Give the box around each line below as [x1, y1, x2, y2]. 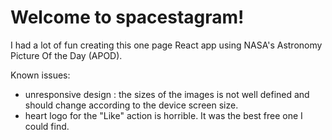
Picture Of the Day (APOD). [10, 49, 123, 61]
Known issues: [10, 69, 71, 81]
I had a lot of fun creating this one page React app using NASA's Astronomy [10, 39, 323, 51]
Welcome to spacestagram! [10, 6, 245, 29]
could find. [24, 120, 70, 132]
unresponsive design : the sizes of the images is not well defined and [24, 88, 310, 100]
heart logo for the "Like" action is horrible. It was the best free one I [24, 109, 303, 121]
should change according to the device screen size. [24, 99, 239, 111]
